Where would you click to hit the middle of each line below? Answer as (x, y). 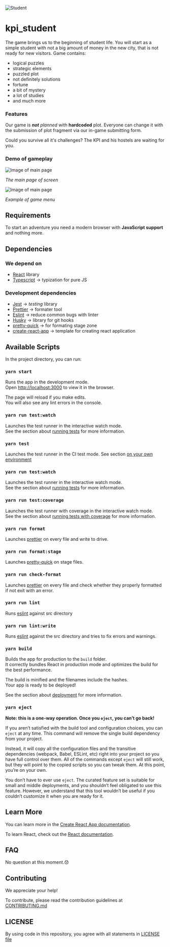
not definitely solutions (37, 79)
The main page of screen (32, 180)
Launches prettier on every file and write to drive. (57, 539)
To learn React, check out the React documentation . (60, 834)
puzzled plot (26, 74)
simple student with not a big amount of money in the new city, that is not (82, 48)
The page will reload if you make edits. (46, 397)
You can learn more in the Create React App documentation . (68, 824)
